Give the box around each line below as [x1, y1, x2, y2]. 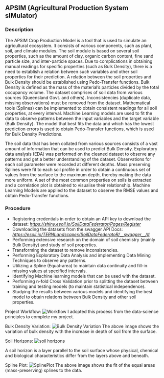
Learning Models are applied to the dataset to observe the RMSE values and [5, 187, 159, 193]
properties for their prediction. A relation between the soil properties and [5, 73, 152, 80]
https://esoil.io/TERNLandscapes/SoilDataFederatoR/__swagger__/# [12, 231, 150, 237]
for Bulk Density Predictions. [5, 131, 63, 137]
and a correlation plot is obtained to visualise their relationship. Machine [5, 182, 150, 188]
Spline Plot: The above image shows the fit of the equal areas [5, 362, 155, 368]
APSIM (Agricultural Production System [5, 4, 129, 12]
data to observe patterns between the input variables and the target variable [5, 115, 159, 121]
